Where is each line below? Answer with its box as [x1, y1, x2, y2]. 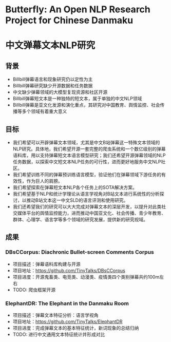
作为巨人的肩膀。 [26, 178, 63, 184]
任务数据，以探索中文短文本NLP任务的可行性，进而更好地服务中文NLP [12, 159, 161, 165]
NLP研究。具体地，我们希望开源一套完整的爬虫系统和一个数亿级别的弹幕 [12, 146, 166, 152]
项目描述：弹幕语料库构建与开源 [12, 261, 81, 267]
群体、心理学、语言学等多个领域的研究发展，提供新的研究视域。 [12, 217, 148, 222]
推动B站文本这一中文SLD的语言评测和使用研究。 [26, 197, 128, 203]
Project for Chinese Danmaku [5, 14, 134, 26]
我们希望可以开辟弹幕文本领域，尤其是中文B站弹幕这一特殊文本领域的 [12, 140, 160, 145]
